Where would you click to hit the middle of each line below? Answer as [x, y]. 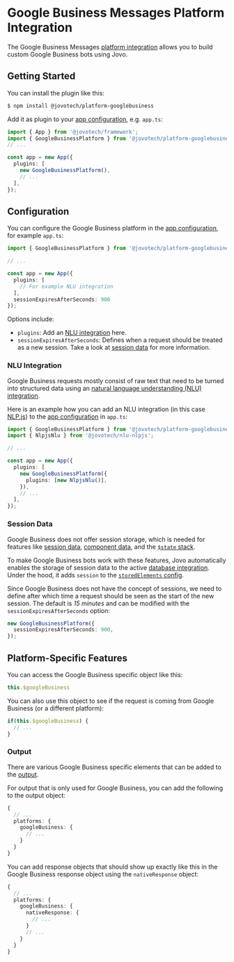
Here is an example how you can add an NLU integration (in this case [106, 409]
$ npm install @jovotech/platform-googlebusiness [81, 106]
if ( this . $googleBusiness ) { [48, 721]
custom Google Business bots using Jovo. [68, 54]
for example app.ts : [36, 235]
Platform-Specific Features [67, 658]
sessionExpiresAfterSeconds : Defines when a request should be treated [120, 340]
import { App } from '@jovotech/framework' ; [73, 132]
